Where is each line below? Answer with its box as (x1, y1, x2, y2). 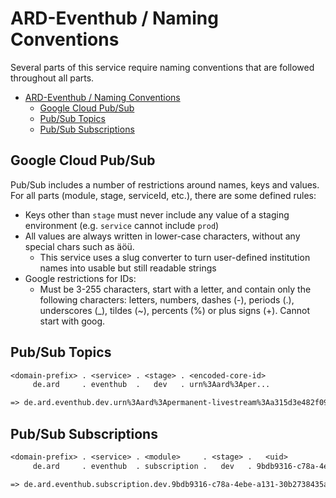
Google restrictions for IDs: (24, 272, 137, 284)
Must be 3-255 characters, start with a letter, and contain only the (39, 283, 312, 295)
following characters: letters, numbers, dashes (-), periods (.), (39, 293, 295, 306)
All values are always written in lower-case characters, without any (24, 230, 301, 242)
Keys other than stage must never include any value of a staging (24, 208, 290, 221)
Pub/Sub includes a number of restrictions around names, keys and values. (10, 178, 320, 191)
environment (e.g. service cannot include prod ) (24, 219, 220, 231)
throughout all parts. (10, 72, 95, 84)
